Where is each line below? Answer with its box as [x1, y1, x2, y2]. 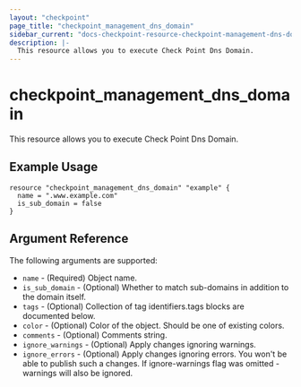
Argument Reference [9, 231, 129, 246]
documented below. [21, 310, 96, 321]
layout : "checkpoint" [9, 13, 90, 22]
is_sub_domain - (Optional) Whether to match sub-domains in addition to [21, 281, 289, 292]
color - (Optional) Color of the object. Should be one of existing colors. [21, 320, 285, 331]
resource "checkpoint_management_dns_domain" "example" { [9, 183, 230, 193]
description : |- [9, 38, 70, 47]
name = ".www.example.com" [17, 191, 118, 200]
